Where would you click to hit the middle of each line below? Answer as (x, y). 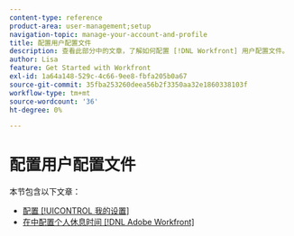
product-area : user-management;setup (80, 26)
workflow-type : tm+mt (50, 93)
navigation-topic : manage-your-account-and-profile (108, 34)
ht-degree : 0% (36, 110)
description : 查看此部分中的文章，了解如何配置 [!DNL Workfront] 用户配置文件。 (149, 51)
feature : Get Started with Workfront (80, 68)
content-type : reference (56, 18)
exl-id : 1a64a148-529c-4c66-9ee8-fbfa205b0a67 (98, 77)
